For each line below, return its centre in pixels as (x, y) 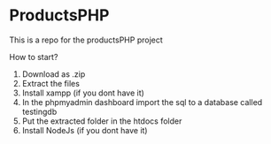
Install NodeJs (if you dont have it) (85, 130)
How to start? (34, 57)
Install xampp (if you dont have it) (83, 93)
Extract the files (50, 83)
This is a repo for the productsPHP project (86, 40)
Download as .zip (54, 74)
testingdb (39, 111)
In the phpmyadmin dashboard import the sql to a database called (142, 102)
